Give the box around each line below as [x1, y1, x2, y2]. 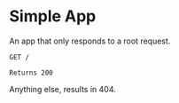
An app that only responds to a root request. [9, 36, 171, 46]
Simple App [9, 6, 97, 27]
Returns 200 [9, 68, 53, 77]
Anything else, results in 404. [9, 83, 117, 94]
